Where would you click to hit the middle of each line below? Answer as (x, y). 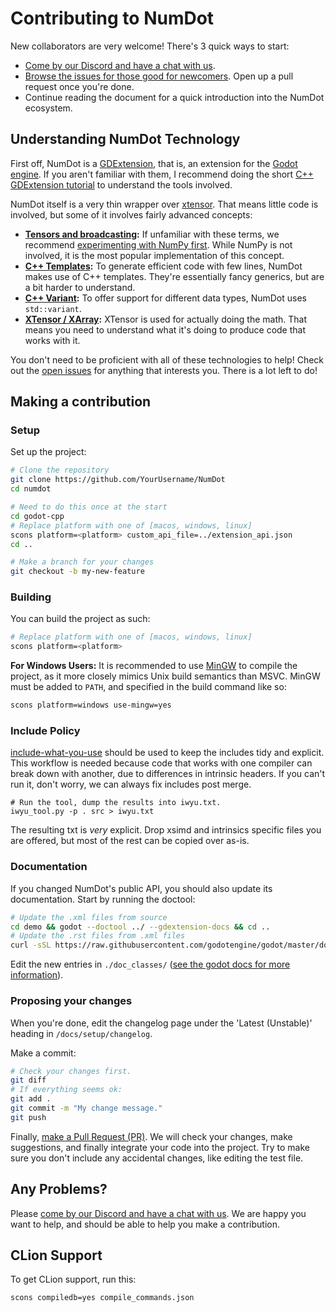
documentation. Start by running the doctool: (103, 899)
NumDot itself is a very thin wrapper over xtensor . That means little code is (164, 204)
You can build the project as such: (80, 619)
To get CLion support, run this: (73, 1279)
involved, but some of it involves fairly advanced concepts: (131, 214)
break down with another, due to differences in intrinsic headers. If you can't (168, 774)
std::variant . (53, 308)
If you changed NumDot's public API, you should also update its (141, 888)
